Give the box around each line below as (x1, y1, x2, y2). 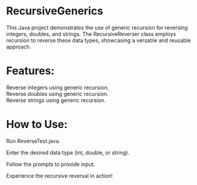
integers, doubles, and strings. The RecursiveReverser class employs (6, 30, 176, 37)
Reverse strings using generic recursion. (6, 96, 106, 104)
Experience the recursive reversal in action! (6, 172, 113, 179)
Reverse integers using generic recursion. (6, 84, 109, 91)
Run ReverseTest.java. (6, 137, 61, 144)
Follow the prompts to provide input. (6, 160, 96, 168)
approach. (6, 43, 32, 50)
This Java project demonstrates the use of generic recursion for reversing (6, 24, 188, 31)
